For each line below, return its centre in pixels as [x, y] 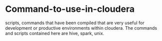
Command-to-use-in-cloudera [70, 9]
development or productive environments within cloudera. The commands [81, 28]
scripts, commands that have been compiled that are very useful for [75, 23]
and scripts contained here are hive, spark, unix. [55, 33]
